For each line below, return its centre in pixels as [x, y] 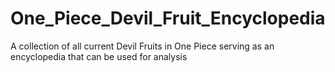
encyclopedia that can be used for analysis [99, 56]
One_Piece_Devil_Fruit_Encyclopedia [168, 18]
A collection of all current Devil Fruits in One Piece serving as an [142, 46]
